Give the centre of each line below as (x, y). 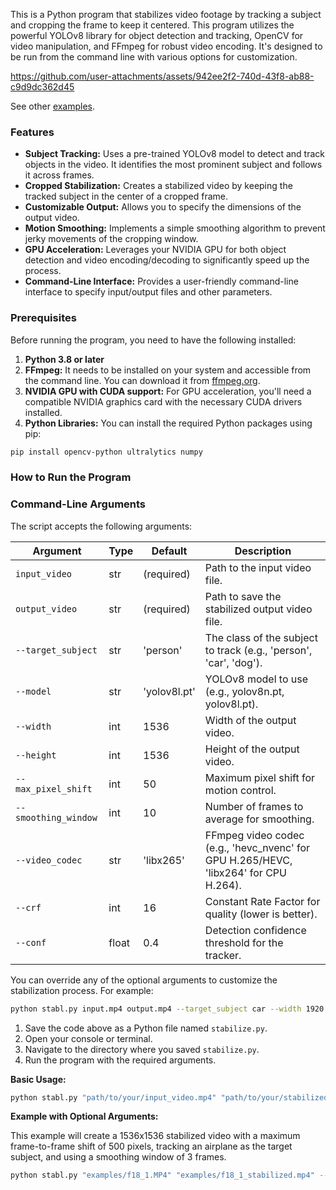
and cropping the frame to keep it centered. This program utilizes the (152, 25)
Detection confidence (255, 930)
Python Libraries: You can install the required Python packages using (168, 423)
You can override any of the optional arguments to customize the (144, 980)
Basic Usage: (38, 1079)
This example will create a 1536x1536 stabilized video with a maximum (155, 1136)
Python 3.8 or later (64, 359)
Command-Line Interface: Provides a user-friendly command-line (161, 281)
